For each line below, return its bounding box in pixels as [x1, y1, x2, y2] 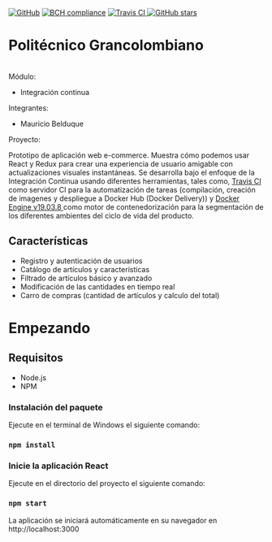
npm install [8, 440, 56, 449]
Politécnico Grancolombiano [8, 37, 205, 54]
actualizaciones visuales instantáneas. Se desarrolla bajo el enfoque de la [8, 167, 256, 177]
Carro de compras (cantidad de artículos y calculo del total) [19, 290, 220, 300]
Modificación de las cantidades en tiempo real [19, 281, 175, 292]
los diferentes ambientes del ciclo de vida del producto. [8, 210, 195, 220]
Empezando [8, 319, 91, 337]
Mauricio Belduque [19, 119, 84, 128]
